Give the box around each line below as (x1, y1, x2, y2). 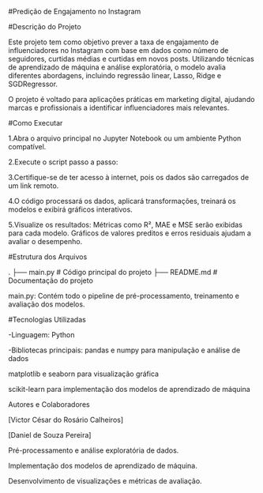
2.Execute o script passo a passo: (8, 157, 118, 167)
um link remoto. (8, 181, 59, 190)
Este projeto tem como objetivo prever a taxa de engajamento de (8, 37, 220, 47)
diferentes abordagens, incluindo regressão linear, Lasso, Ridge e (8, 71, 222, 80)
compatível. (8, 142, 47, 151)
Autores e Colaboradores (8, 400, 90, 409)
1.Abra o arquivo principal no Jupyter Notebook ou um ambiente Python (8, 134, 242, 143)
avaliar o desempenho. (8, 237, 83, 246)
